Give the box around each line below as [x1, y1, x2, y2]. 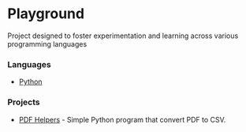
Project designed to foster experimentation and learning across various [7, 31, 239, 40]
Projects [7, 96, 40, 107]
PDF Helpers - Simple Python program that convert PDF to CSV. [18, 115, 226, 124]
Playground [7, 5, 84, 23]
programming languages [7, 39, 88, 48]
